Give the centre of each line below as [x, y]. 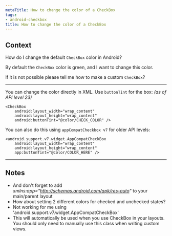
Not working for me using [39, 207]
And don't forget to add [37, 185]
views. [19, 229]
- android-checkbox [26, 19]
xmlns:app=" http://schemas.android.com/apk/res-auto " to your [80, 190]
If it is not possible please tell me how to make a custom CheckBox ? [75, 77]
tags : [11, 15]
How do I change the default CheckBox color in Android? [63, 57]
